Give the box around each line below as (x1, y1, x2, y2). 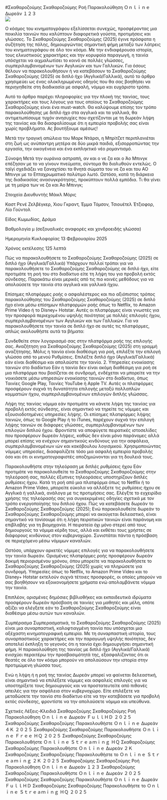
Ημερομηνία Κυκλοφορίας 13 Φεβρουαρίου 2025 (5, 236, 107, 241)
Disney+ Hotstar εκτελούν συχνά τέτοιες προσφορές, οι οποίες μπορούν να (5, 574, 162, 580)
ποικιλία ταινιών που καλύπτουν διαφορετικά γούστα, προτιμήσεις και (5, 31, 151, 36)
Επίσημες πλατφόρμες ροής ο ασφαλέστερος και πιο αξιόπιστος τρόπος (5, 291, 156, 297)
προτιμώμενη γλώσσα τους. (5, 662, 63, 668)
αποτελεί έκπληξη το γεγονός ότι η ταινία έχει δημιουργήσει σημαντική (5, 641, 154, 647)
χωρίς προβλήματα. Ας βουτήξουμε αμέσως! (5, 125, 98, 131)
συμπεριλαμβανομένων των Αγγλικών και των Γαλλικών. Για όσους (5, 63, 146, 68)
